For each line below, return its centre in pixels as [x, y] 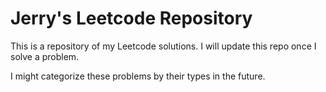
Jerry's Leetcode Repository [131, 18]
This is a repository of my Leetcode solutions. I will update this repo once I [163, 46]
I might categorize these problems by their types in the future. [138, 76]
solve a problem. [45, 56]
